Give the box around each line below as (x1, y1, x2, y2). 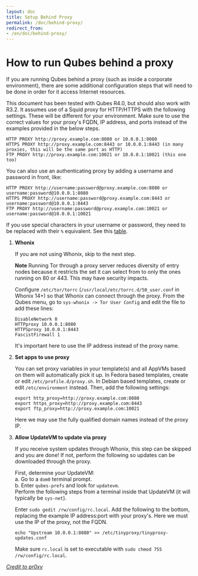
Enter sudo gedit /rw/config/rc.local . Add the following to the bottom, (14, 506, 190, 513)
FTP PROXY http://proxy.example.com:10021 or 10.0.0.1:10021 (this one (6, 152, 186, 158)
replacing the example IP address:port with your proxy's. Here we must (14, 512, 188, 519)
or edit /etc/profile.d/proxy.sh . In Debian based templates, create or (14, 378, 186, 385)
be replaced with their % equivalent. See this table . (6, 228, 128, 235)
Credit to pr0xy (6, 563, 43, 571)
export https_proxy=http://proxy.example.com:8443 (14, 400, 142, 407)
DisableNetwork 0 (14, 316, 58, 322)
